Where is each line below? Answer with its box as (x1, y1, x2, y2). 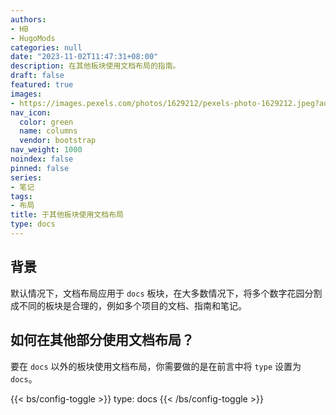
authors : (10, 14, 47, 25)
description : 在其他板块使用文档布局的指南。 (10, 61, 181, 71)
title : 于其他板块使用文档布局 (10, 210, 124, 220)
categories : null (10, 42, 83, 53)
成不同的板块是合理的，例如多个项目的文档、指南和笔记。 (10, 299, 247, 311)
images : (10, 89, 43, 99)
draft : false (10, 71, 65, 81)
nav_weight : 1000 (10, 145, 83, 155)
